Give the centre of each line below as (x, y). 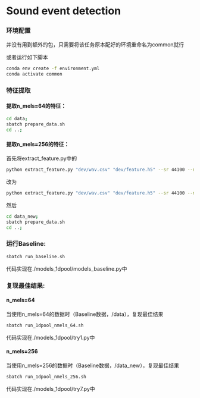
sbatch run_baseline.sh (36, 256)
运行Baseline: (26, 244)
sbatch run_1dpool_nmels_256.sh (46, 377)
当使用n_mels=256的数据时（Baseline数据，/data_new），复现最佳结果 (93, 365)
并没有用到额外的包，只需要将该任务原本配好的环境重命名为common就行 (95, 45)
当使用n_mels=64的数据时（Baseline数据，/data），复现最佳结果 (85, 314)
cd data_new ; (22, 216)
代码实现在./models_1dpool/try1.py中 (51, 337)
